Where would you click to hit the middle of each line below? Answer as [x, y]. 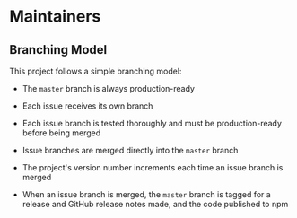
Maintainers [55, 17]
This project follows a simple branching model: [96, 71]
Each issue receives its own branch [87, 106]
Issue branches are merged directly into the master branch [130, 150]
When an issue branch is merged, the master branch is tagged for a [146, 194]
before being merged [61, 133]
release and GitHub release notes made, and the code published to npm [155, 204]
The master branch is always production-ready [109, 88]
